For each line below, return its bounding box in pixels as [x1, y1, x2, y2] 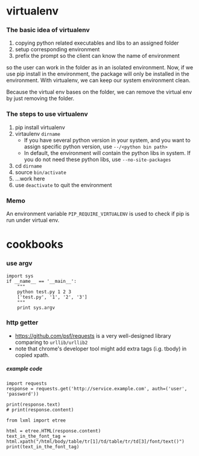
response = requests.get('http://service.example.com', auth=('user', [6, 385, 188, 391]
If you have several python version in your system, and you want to [24, 136, 191, 144]
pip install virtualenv [14, 124, 65, 131]
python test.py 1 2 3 [17, 288, 71, 295]
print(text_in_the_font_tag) [6, 443, 80, 450]
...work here [14, 175, 45, 182]
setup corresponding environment [14, 46, 100, 53]
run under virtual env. [6, 217, 60, 224]
